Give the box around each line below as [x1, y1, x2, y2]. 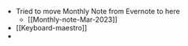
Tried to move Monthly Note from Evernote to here [15, 7, 180, 16]
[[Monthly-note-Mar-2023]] [27, 15, 118, 24]
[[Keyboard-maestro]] [15, 23, 88, 32]
